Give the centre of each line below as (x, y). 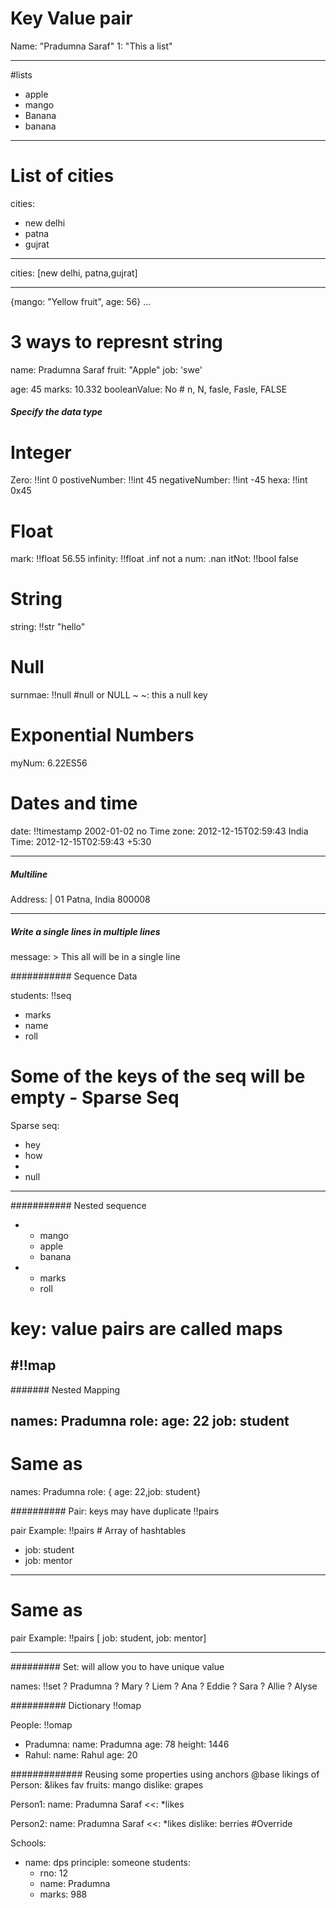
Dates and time (74, 803)
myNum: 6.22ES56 (49, 763)
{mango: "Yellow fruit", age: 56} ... (81, 301)
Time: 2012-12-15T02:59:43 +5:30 (81, 842)
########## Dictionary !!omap (76, 1706)
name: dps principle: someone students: (108, 1863)
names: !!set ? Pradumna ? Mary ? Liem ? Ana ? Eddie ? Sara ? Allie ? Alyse (164, 1686)
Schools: (28, 1843)
